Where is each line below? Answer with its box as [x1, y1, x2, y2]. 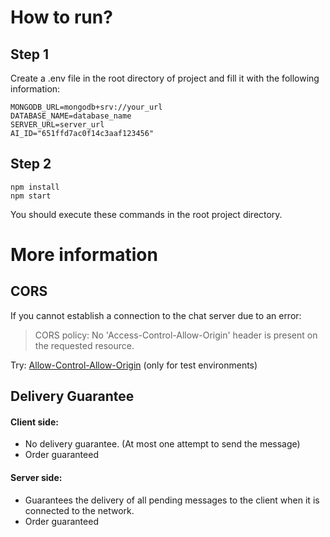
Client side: [10, 416, 59, 428]
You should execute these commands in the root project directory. [10, 208, 283, 220]
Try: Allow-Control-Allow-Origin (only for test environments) [10, 359, 258, 371]
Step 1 [10, 46, 50, 63]
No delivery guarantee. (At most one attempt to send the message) [24, 438, 301, 450]
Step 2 [10, 156, 52, 173]
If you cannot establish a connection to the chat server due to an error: [10, 309, 302, 321]
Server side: [10, 472, 63, 483]
